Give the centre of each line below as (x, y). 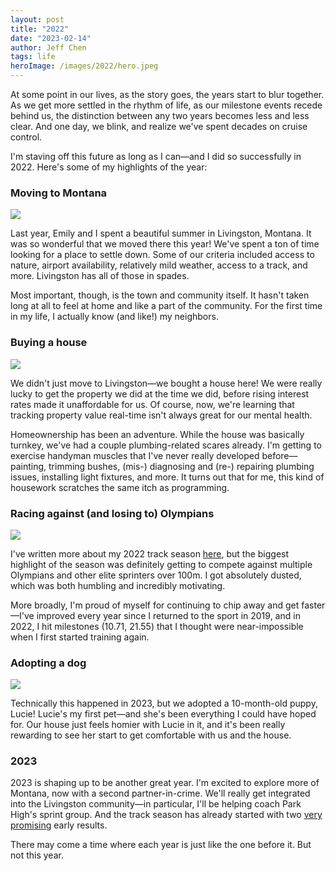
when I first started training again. (80, 637)
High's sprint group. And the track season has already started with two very (166, 815)
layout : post (37, 19)
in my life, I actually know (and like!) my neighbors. (114, 317)
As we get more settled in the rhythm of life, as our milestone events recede (166, 105)
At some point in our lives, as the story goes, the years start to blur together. (167, 94)
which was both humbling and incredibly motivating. (118, 585)
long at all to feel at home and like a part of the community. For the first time (166, 306)
